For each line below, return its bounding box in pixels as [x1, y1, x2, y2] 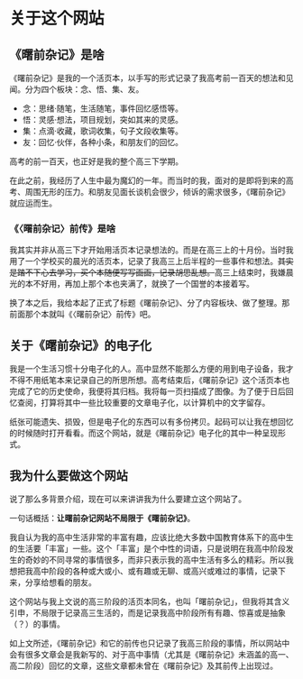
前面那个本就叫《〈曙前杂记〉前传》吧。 [9, 308, 156, 320]
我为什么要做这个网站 [9, 468, 128, 483]
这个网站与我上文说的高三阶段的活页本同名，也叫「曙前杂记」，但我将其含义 [9, 596, 290, 607]
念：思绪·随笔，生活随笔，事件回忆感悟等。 [22, 103, 183, 114]
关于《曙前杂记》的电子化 [9, 337, 151, 353]
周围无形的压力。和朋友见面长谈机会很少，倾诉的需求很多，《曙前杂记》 [24, 187, 290, 197]
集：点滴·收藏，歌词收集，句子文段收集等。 [22, 125, 183, 136]
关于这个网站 [9, 8, 106, 29]
